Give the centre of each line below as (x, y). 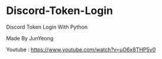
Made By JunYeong (30, 38)
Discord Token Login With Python (47, 27)
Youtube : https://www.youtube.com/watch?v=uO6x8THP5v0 (81, 49)
